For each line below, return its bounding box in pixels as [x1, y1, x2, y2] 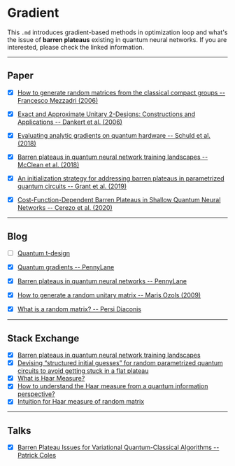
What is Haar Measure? [17, 374, 85, 383]
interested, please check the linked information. [7, 43, 145, 51]
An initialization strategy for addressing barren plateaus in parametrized [17, 174, 225, 183]
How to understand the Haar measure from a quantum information [17, 382, 208, 390]
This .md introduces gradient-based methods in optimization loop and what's [7, 28, 229, 36]
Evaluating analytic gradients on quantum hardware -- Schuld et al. [17, 131, 211, 139]
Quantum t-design [17, 248, 71, 257]
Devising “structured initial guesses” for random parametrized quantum [17, 359, 224, 367]
